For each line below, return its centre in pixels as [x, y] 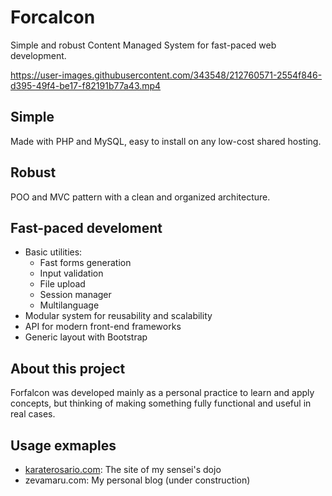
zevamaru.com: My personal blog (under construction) [137, 480]
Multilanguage [69, 305]
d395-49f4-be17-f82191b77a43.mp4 [86, 85]
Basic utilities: [53, 252]
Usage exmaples [63, 445]
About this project [68, 368]
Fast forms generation [85, 263]
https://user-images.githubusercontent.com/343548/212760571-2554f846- [166, 75]
